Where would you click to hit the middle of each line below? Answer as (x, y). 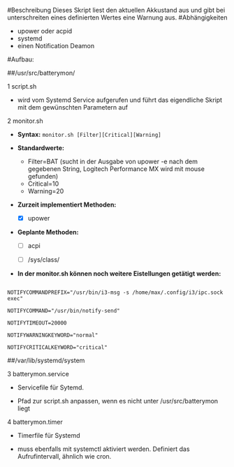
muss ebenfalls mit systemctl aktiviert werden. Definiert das (103, 449)
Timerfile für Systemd (49, 436)
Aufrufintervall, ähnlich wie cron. (64, 457)
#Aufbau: (21, 59)
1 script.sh (22, 86)
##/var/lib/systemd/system (46, 361)
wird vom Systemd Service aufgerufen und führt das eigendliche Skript (119, 100)
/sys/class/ (44, 260)
